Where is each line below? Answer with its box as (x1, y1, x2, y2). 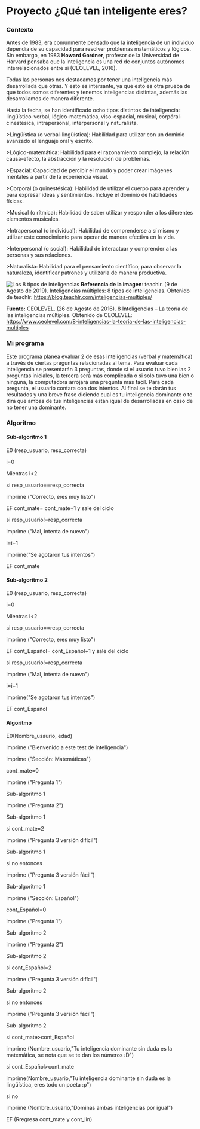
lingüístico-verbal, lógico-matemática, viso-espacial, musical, (6, 113, 158, 120)
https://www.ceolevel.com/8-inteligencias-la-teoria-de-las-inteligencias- (6, 318, 186, 325)
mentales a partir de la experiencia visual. (6, 173, 109, 181)
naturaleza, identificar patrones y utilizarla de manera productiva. (6, 269, 167, 276)
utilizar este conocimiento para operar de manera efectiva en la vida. (6, 233, 176, 240)
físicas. (6, 197, 24, 205)
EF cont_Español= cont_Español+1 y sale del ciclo (6, 648, 129, 655)
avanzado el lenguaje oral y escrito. (6, 138, 94, 145)
